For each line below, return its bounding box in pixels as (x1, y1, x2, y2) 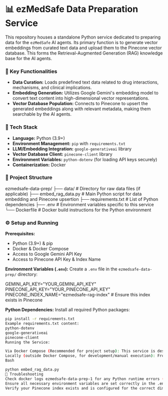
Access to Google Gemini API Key (12, 251, 82, 257)
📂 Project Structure (5, 174, 52, 181)
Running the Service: (5, 339, 50, 345)
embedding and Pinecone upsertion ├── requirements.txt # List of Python (5, 196, 158, 202)
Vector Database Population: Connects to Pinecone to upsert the (12, 101, 148, 107)
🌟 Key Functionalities (5, 68, 57, 75)
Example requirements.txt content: (5, 321, 79, 326)
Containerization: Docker (12, 162, 66, 168)
